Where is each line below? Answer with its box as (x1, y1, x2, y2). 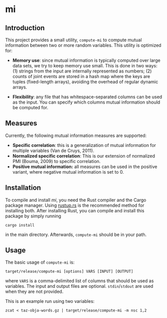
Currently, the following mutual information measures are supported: (5, 132, 147, 138)
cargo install (5, 222, 35, 227)
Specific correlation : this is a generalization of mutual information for (12, 142, 156, 148)
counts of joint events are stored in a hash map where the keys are (12, 73, 150, 79)
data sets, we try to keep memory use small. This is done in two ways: (12, 63, 158, 68)
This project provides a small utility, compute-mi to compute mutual (5, 37, 142, 43)
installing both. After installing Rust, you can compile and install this (5, 207, 144, 213)
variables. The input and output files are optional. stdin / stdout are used (5, 283, 153, 289)
